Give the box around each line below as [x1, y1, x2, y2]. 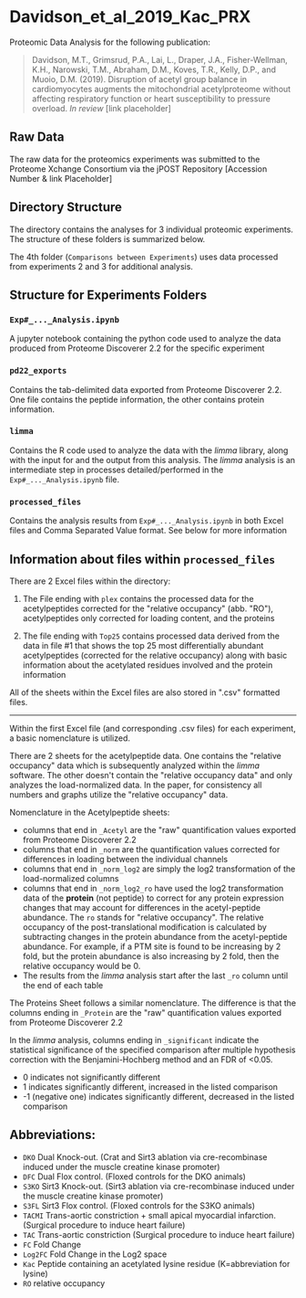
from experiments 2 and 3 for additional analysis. [9, 260, 194, 271]
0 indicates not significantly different [22, 1071, 161, 1082]
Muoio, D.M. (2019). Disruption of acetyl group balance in [31, 73, 248, 84]
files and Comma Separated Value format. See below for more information [9, 525, 288, 536]
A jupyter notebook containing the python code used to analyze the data [9, 333, 281, 344]
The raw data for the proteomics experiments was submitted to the [9, 153, 260, 164]
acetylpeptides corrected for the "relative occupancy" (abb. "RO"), [22, 603, 274, 614]
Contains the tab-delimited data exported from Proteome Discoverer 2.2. [9, 384, 282, 395]
